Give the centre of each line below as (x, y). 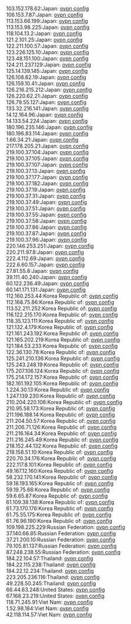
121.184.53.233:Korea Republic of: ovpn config (62, 346)
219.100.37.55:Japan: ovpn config (46, 215)
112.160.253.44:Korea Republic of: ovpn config (62, 296)
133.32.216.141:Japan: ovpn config (48, 109)
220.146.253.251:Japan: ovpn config (50, 246)
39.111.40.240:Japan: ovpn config (46, 277)
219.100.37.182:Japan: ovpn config (47, 183)
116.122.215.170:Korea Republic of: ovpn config (62, 315)
